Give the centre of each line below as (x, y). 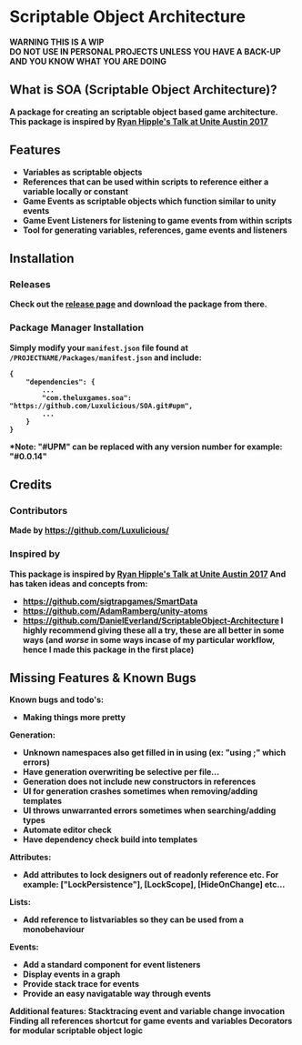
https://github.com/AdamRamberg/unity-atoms (115, 610)
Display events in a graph (71, 974)
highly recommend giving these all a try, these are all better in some (153, 630)
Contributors (39, 510)
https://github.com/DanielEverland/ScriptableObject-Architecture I (153, 620)
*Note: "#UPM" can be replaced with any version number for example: (146, 447)
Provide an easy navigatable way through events (117, 994)
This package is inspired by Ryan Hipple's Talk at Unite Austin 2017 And (148, 574)
